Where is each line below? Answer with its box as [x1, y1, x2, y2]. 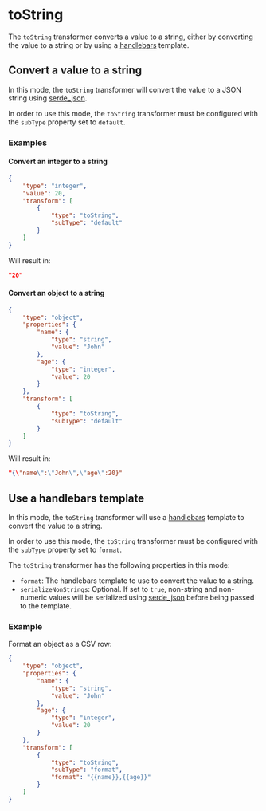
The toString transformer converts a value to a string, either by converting [8, 32, 253, 41]
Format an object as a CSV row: [8, 640, 112, 649]
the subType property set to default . [8, 117, 126, 127]
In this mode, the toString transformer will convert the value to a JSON [8, 85, 241, 94]
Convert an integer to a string [8, 157, 108, 167]
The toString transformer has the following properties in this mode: [8, 561, 230, 570]
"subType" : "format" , [50, 766, 123, 774]
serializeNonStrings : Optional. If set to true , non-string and [19, 585, 217, 594]
